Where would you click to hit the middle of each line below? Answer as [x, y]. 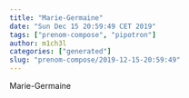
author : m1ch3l [38, 43]
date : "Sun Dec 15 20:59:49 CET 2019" [83, 26]
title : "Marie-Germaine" [56, 18]
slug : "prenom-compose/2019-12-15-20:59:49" [95, 60]
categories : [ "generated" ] [60, 52]
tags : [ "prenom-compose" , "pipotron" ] [83, 34]
